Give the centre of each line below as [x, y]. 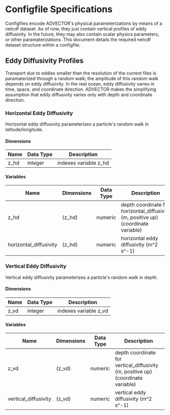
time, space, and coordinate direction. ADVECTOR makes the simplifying [81, 89]
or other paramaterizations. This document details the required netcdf [78, 40]
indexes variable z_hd [83, 163]
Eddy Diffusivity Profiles [45, 61]
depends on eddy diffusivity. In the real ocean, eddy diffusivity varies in [80, 84]
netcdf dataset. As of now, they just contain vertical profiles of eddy [76, 28]
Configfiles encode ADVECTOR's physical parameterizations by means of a [84, 23]
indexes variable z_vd [83, 311]
